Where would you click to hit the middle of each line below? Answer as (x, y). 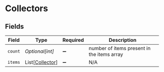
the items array (106, 54)
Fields (15, 27)
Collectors (27, 9)
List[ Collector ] (41, 62)
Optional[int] (39, 51)
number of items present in (120, 48)
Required (73, 40)
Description (123, 40)
